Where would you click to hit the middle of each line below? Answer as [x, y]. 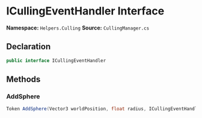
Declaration [29, 47]
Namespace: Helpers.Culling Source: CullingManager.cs [78, 28]
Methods [23, 79]
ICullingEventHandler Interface [85, 11]
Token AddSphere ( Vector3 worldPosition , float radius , [76, 109]
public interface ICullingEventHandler [56, 61]
